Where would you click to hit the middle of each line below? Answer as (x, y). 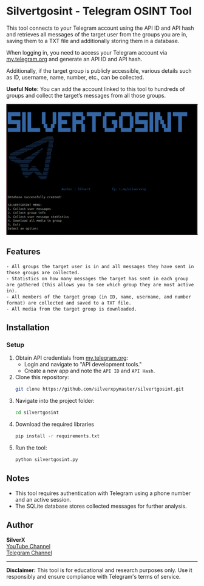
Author (20, 525)
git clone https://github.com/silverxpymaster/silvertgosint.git (99, 389)
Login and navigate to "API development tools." (83, 365)
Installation (28, 328)
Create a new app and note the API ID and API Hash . (90, 371)
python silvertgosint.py (46, 460)
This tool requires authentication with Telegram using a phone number (103, 493)
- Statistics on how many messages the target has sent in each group (97, 278)
